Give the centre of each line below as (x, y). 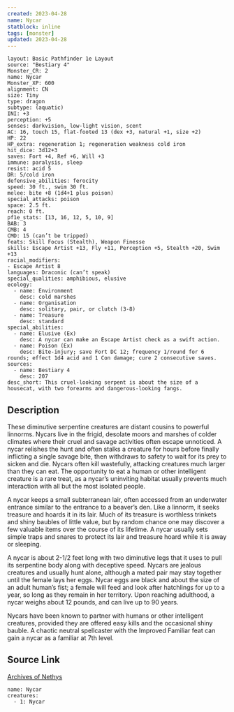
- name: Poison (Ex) (43, 346)
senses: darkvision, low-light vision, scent (74, 126)
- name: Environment (43, 291)
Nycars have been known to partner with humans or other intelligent (105, 616)
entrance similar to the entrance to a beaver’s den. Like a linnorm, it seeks (114, 507)
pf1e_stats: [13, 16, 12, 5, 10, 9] (60, 218)
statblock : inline (34, 27)
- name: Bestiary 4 (42, 371)
